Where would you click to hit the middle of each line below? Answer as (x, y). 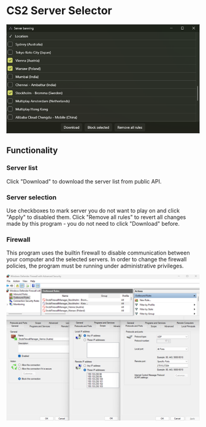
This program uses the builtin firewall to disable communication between (98, 253)
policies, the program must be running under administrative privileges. (95, 266)
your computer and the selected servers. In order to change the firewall (97, 260)
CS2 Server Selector (59, 11)
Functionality (32, 151)
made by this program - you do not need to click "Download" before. (93, 223)
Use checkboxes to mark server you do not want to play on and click (93, 210)
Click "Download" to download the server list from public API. (84, 181)
